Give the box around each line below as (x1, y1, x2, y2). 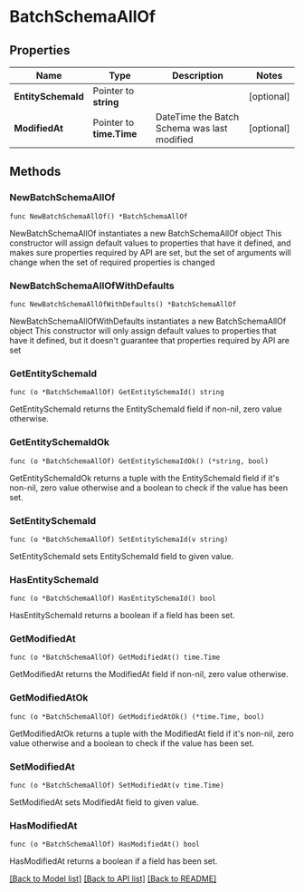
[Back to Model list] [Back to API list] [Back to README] (9, 873, 217, 885)
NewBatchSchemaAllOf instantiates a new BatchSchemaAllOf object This (9, 228, 282, 238)
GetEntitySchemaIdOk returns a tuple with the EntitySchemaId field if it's (9, 472, 280, 483)
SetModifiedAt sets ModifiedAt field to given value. (9, 797, 199, 808)
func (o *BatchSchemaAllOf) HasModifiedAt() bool (9, 840, 201, 849)
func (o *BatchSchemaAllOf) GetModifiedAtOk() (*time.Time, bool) (9, 712, 265, 722)
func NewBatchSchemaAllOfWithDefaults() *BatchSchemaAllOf (9, 299, 237, 309)
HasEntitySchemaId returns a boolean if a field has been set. (9, 610, 235, 621)
